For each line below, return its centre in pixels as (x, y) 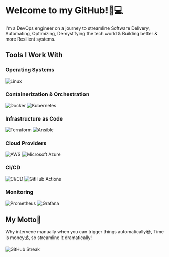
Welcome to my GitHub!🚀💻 (65, 11)
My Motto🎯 (23, 219)
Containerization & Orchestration (47, 94)
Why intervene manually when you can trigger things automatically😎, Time (84, 231)
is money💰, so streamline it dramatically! (49, 238)
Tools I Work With (34, 55)
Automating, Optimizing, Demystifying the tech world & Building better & (81, 33)
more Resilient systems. (30, 39)
